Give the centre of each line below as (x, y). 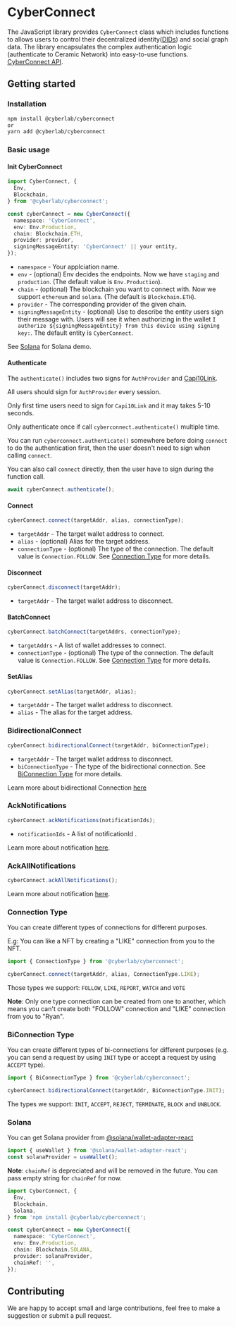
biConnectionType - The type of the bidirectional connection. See (111, 766)
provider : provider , (44, 240)
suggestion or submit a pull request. (60, 1316)
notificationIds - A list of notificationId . (77, 833)
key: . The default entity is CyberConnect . (75, 333)
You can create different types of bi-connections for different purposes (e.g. (118, 1050)
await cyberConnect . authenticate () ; (61, 490)
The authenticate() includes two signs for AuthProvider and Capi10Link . (113, 379)
